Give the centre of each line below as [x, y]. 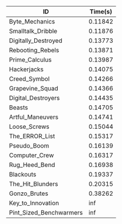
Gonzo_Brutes [29, 193]
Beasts [19, 107]
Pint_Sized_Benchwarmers [46, 213]
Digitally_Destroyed [36, 41]
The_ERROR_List [32, 136]
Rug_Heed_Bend [32, 165]
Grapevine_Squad [34, 88]
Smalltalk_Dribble [33, 31]
